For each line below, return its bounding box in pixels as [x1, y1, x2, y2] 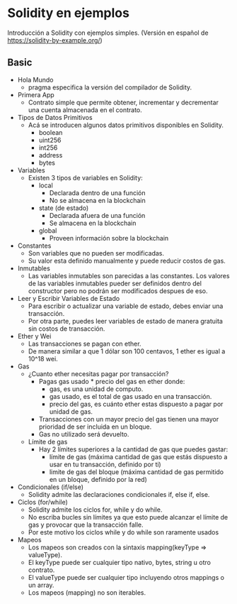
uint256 [38, 136, 62, 144]
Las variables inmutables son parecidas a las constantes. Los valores [28, 271, 230, 280]
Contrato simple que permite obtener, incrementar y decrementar [28, 98, 219, 106]
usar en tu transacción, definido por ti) [49, 460, 161, 468]
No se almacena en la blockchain [49, 196, 146, 204]
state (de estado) [38, 204, 89, 212]
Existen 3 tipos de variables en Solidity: [28, 173, 143, 182]
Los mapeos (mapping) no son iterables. [28, 588, 146, 597]
